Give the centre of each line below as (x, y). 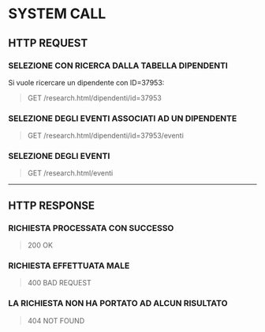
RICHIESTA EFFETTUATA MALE (69, 266)
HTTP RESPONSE (51, 205)
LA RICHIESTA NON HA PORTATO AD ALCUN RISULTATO (118, 304)
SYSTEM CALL (57, 14)
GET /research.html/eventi (70, 173)
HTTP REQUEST (48, 43)
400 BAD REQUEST (60, 283)
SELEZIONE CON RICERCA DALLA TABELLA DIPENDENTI (118, 66)
